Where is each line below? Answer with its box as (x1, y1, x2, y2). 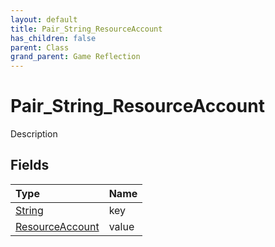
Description (10, 128, 58, 140)
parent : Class (10, 42, 70, 53)
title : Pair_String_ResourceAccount (10, 24, 163, 34)
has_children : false (10, 33, 97, 43)
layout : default (10, 14, 78, 25)
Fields (10, 157, 50, 174)
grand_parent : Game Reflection (10, 52, 141, 62)
